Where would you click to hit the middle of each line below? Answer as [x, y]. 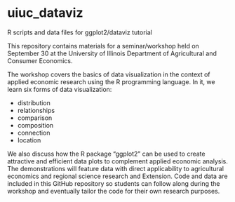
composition [35, 125]
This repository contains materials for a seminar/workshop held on [103, 46]
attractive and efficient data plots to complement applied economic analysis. [117, 161]
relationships [36, 110]
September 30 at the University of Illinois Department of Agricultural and [112, 53]
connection [34, 133]
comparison [35, 118]
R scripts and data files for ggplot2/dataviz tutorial [80, 32]
